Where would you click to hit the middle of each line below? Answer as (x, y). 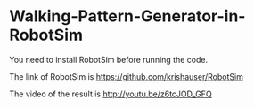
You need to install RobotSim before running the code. (108, 59)
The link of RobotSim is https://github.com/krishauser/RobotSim (126, 76)
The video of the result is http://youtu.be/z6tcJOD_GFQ (111, 94)
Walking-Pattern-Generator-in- (127, 16)
